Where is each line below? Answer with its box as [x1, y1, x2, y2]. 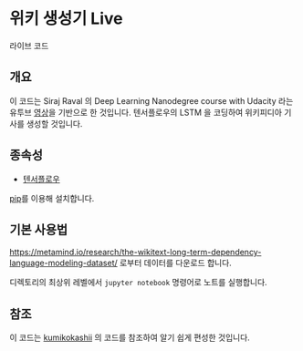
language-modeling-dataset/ [9, 257, 119, 269]
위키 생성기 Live [9, 8, 123, 29]
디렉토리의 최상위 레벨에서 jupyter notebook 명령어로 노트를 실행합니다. [9, 277, 267, 288]
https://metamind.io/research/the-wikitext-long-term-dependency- [9, 247, 262, 258]
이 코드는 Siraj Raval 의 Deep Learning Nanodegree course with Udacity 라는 [9, 95, 294, 106]
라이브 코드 [9, 40, 49, 51]
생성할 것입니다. [26, 118, 83, 129]
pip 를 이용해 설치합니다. [9, 192, 95, 203]
